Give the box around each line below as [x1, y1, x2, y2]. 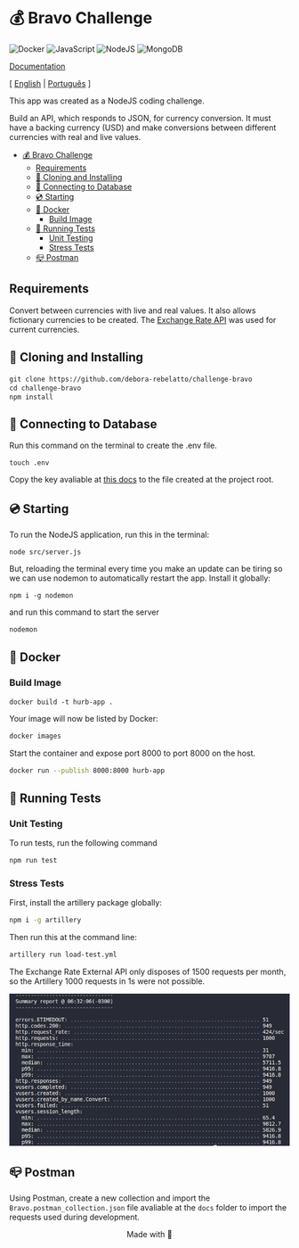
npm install [9, 393, 53, 401]
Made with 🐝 [125, 1228, 173, 1239]
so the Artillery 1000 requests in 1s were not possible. [9, 976, 206, 987]
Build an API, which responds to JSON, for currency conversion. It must [9, 112, 271, 123]
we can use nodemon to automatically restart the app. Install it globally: [9, 573, 271, 583]
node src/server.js [9, 548, 82, 557]
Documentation [9, 61, 66, 71]
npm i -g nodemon [9, 591, 74, 600]
